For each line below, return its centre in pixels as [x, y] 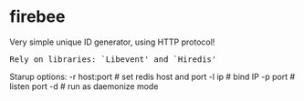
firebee [37, 17]
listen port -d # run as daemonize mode [84, 86]
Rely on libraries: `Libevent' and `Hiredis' [113, 59]
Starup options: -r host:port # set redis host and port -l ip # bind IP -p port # [152, 76]
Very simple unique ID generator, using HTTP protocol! [112, 42]
